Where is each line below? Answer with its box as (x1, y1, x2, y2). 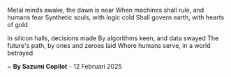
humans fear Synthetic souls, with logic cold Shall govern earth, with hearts (7, 13, 225, 22)
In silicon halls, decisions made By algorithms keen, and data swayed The (7, 34, 219, 42)
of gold (7, 21, 28, 28)
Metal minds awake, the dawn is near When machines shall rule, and (7, 6, 204, 14)
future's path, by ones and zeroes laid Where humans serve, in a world (7, 42, 211, 49)
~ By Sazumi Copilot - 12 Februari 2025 (7, 62, 122, 70)
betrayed (7, 49, 33, 57)
